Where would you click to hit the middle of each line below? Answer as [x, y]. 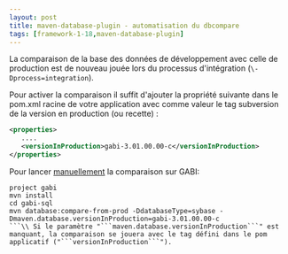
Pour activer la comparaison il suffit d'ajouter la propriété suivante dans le [144, 95]
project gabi [33, 188]
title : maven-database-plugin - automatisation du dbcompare [125, 26]
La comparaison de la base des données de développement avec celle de [144, 59]
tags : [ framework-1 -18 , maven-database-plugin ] [97, 34]
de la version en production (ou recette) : [84, 114]
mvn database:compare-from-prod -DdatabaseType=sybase [113, 211]
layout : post [33, 17]
